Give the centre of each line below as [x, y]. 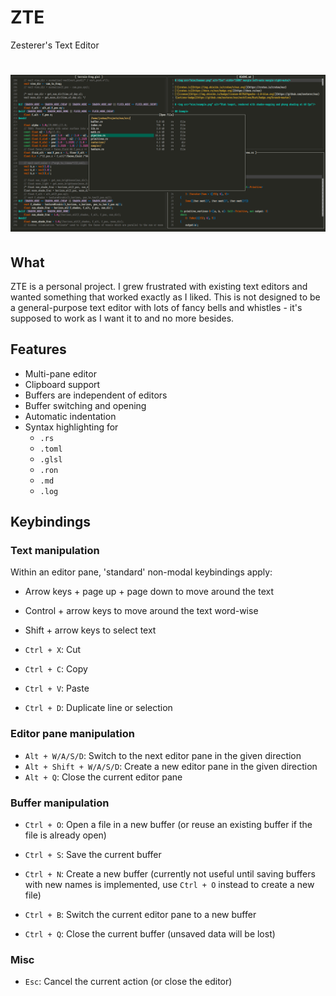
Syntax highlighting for [71, 427]
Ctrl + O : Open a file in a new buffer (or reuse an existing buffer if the [168, 825]
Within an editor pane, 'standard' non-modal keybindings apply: [141, 572]
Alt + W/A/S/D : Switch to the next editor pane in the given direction [163, 755]
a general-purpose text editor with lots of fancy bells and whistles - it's [156, 307]
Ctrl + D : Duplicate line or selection [98, 708]
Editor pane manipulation [72, 734]
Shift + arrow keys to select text [90, 630]
